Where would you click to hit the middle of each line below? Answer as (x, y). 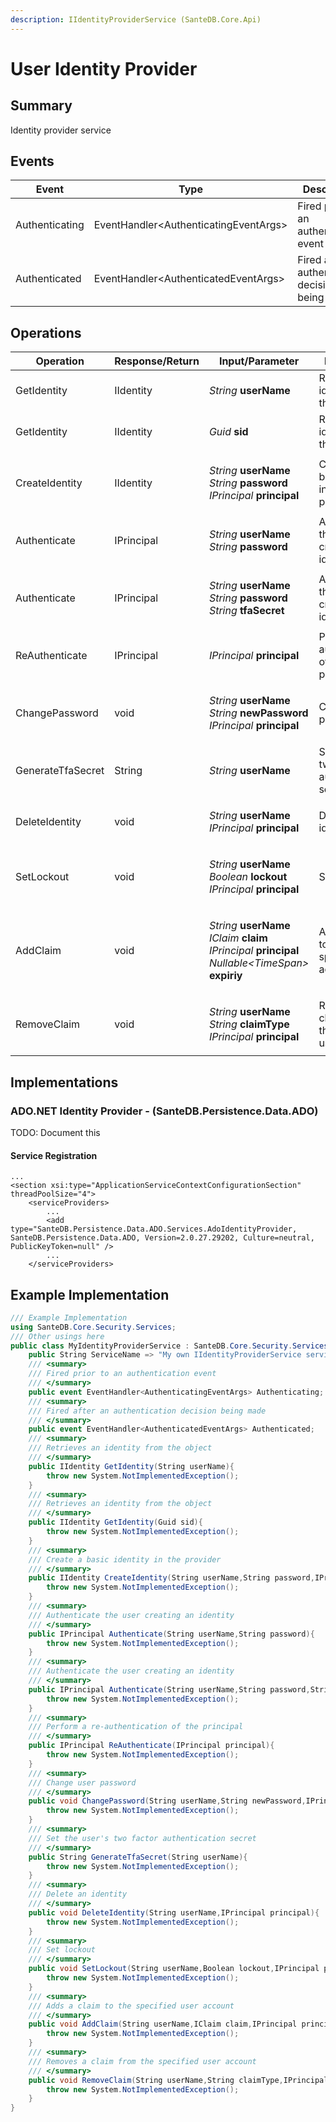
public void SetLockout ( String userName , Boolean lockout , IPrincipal (174, 1969)
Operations (46, 332)
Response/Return (157, 361)
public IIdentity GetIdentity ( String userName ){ (131, 1466)
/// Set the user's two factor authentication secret (142, 1838)
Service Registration (54, 1155)
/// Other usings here (57, 1336)
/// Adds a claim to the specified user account (131, 2006)
